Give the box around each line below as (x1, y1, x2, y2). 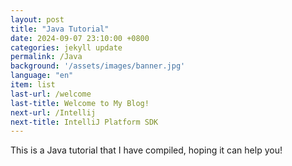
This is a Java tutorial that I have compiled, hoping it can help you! (10, 144, 283, 156)
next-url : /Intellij (10, 107, 97, 118)
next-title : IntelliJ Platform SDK (10, 117, 159, 127)
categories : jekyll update (10, 42, 123, 53)
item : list (10, 80, 56, 90)
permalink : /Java (10, 52, 83, 62)
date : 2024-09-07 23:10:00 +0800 (10, 33, 150, 43)
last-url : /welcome (10, 89, 92, 99)
